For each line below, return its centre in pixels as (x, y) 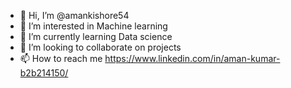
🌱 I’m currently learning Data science (96, 36)
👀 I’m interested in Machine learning (93, 26)
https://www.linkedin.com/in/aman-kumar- (192, 58)
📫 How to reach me (61, 58)
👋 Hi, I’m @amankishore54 (74, 15)
